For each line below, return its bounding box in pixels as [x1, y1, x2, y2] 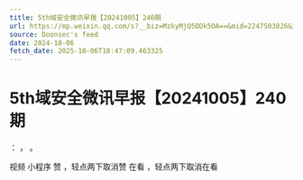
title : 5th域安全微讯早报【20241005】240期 [9, 13, 162, 22]
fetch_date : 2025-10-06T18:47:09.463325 [9, 47, 164, 56]
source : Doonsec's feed [9, 30, 99, 39]
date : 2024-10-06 [9, 38, 75, 48]
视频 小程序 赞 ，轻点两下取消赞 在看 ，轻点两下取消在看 [9, 161, 218, 172]
